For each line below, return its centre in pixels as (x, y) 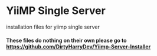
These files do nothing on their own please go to (66, 40)
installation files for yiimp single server (53, 27)
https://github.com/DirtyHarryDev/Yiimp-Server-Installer (78, 46)
